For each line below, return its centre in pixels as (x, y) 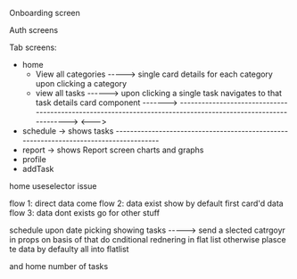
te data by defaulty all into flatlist (69, 249)
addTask (38, 169)
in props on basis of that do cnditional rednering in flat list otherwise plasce (148, 239)
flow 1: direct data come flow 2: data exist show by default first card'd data (146, 203)
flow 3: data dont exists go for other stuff (85, 213)
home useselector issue (53, 186)
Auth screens (34, 30)
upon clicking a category (81, 83)
